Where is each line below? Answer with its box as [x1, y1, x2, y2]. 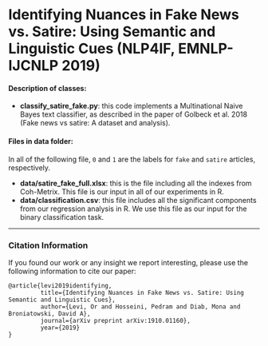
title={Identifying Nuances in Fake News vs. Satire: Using [40, 288, 245, 296]
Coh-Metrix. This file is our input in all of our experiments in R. [19, 186, 225, 197]
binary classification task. [19, 212, 104, 221]
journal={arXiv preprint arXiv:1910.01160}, [40, 316, 191, 324]
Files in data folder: [8, 136, 73, 145]
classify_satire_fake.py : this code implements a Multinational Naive [19, 101, 243, 111]
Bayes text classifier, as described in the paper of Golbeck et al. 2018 [19, 109, 248, 119]
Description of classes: [8, 83, 87, 93]
